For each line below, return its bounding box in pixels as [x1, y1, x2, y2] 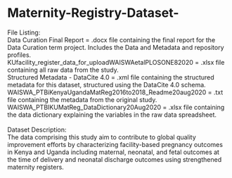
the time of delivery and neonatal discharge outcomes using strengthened [7, 155, 222, 163]
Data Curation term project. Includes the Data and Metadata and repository [7, 43, 224, 51]
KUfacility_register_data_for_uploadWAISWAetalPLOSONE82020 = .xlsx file [7, 58, 225, 66]
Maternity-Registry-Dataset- [7, 5, 179, 21]
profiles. [7, 51, 32, 59]
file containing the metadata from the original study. [7, 95, 157, 103]
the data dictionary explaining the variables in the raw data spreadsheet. [7, 110, 217, 119]
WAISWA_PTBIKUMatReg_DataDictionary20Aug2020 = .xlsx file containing [7, 103, 225, 111]
